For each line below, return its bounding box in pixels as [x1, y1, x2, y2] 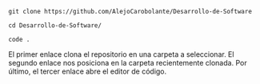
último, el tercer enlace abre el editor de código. [8, 66, 167, 76]
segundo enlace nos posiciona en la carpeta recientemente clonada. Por [8, 58, 247, 67]
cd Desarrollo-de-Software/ [8, 22, 102, 30]
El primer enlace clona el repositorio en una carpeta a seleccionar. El [8, 50, 234, 59]
